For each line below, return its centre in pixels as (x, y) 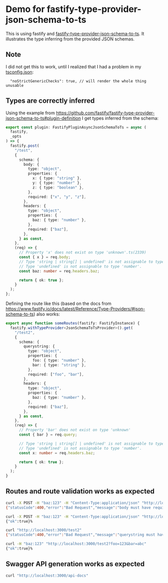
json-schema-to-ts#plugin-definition (43, 118)
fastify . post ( (25, 146)
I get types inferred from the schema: (120, 118)
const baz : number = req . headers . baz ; (59, 271)
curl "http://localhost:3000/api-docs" (47, 576)
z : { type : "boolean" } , (58, 187)
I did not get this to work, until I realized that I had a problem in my (74, 66)
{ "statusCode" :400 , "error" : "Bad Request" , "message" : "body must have (78, 508)
